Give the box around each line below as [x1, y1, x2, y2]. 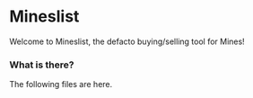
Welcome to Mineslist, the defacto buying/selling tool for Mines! [9, 36, 245, 47]
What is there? [9, 58, 74, 71]
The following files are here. [9, 79, 113, 90]
